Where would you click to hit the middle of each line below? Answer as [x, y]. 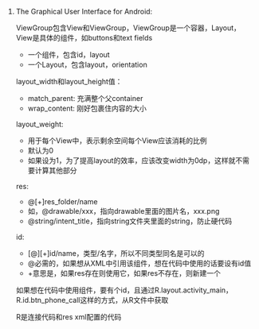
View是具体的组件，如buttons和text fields [84, 38]
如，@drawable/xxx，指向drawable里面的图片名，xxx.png [124, 211]
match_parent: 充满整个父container [85, 98]
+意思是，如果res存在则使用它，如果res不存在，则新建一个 [124, 273]
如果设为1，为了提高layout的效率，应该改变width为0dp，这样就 [131, 161]
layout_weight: [39, 124]
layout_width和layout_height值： [69, 81]
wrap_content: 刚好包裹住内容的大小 [87, 108]
